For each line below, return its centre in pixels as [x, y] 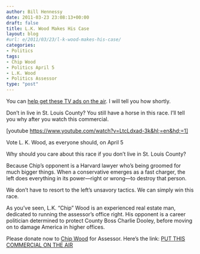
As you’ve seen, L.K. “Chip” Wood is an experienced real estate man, [91, 208]
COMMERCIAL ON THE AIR [40, 245]
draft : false [22, 23]
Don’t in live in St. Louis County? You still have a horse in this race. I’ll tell [96, 113]
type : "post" [22, 84]
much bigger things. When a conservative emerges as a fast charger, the [96, 172]
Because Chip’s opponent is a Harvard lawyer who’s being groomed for [93, 166]
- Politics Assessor [32, 78]
